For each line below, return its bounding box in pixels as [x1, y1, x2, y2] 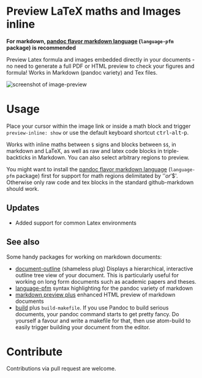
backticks [6, 154, 31, 161]
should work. [6, 185, 40, 192]
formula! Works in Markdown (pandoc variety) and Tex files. [6, 69, 158, 76]
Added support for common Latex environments [15, 219, 137, 226]
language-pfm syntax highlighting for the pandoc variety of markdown [15, 284, 193, 292]
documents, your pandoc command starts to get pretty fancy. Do [15, 310, 179, 317]
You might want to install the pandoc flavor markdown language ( [6, 165, 171, 172]
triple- [163, 147, 179, 154]
